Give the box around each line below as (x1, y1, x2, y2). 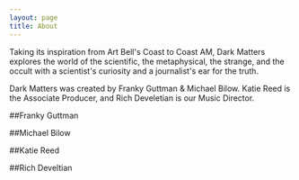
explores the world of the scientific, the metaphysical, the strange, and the (9, 56, 285, 67)
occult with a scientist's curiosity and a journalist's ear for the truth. (9, 65, 259, 76)
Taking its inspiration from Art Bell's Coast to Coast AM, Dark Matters (9, 46, 266, 57)
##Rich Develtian (9, 162, 73, 173)
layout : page (9, 13, 58, 22)
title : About (9, 22, 58, 31)
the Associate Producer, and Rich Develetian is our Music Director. (9, 92, 255, 103)
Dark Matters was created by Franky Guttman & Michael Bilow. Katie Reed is (9, 83, 291, 94)
